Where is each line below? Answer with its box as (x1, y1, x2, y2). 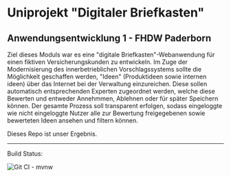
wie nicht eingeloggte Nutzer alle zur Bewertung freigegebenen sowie (7, 109, 206, 117)
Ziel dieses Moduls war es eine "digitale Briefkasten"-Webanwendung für (7, 50, 215, 59)
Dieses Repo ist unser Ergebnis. (7, 129, 98, 138)
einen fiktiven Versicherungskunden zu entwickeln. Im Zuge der (7, 58, 188, 66)
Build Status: (7, 149, 43, 158)
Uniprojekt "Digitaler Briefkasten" (7, 5, 205, 21)
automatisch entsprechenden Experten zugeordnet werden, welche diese (7, 87, 215, 95)
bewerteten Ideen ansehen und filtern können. (7, 116, 139, 125)
